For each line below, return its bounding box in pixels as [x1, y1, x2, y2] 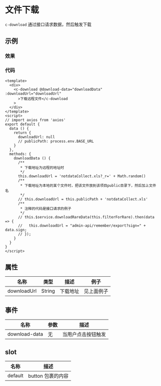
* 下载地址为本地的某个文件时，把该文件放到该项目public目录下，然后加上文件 [20, 183, 156, 188]
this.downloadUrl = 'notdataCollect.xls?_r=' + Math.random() [17, 173, 146, 179]
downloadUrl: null [17, 134, 55, 139]
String [41, 287, 55, 294]
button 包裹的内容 [28, 372, 69, 379]
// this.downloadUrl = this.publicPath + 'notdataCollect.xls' [17, 197, 148, 201]
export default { [5, 122, 40, 127]
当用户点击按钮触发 [62, 331, 106, 338]
